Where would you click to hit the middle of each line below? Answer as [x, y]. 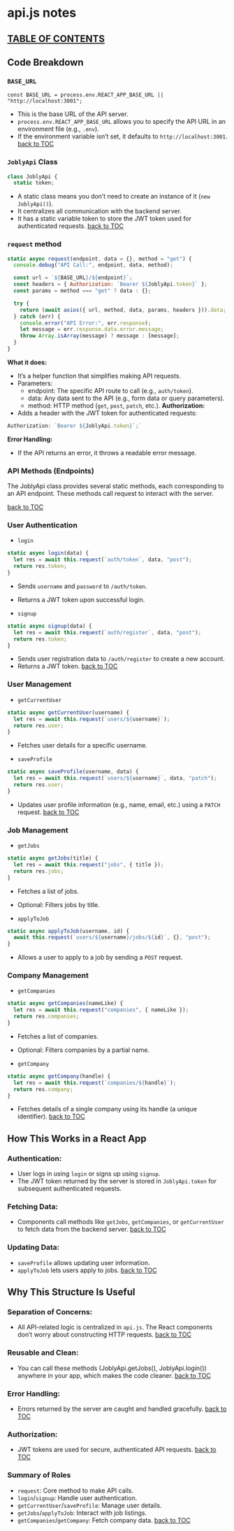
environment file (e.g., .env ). [58, 129]
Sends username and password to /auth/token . [82, 586]
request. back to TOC [48, 812]
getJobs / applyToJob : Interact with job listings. [82, 1513]
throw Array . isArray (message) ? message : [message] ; [100, 336]
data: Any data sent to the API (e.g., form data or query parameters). [126, 398]
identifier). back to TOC [51, 1116]
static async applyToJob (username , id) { [68, 931]
